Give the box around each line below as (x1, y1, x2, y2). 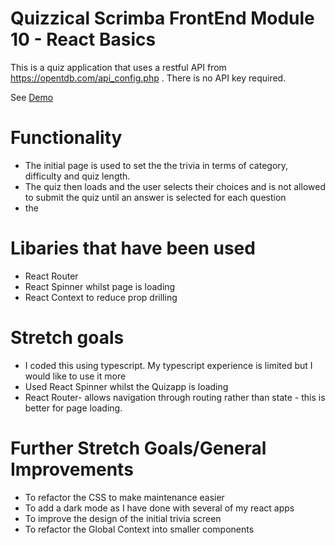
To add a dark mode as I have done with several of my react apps (24, 502, 295, 514)
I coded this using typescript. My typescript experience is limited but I (24, 359, 313, 371)
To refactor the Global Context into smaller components (24, 523, 255, 535)
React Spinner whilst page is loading (24, 280, 176, 292)
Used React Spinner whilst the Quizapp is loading (24, 380, 229, 392)
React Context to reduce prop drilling (24, 291, 178, 303)
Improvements (10, 458, 134, 481)
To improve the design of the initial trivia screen (24, 512, 222, 524)
